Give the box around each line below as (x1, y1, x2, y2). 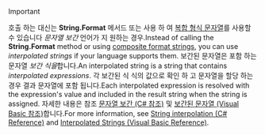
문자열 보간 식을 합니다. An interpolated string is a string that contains (8, 61, 228, 70)
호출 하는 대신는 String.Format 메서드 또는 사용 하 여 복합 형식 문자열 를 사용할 (8, 23, 252, 32)
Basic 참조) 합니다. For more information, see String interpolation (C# (8, 109, 228, 118)
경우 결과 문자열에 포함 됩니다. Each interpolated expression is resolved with (8, 81, 250, 90)
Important (8, 7, 40, 16)
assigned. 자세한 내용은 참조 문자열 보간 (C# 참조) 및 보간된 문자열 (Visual (8, 99, 240, 108)
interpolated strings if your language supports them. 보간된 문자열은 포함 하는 (8, 51, 257, 60)
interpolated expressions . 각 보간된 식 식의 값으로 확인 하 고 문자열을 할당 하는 (8, 71, 254, 80)
